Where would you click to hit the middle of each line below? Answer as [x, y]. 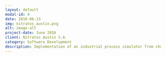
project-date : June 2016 [31, 33]
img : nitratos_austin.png [32, 24]
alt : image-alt [21, 28]
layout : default [22, 10]
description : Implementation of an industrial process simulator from [79, 47]
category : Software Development [38, 42]
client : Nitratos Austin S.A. [36, 38]
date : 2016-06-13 [23, 19]
